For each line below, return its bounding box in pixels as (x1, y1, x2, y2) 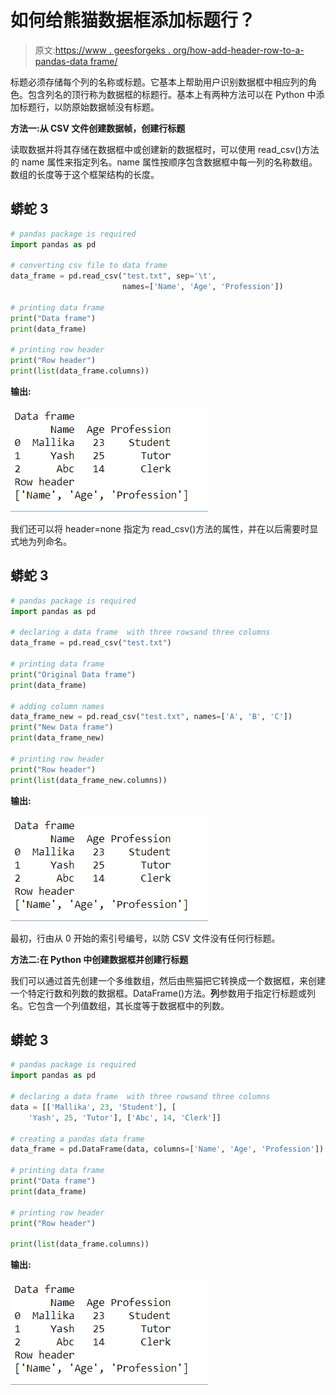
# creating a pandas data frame (10, 1134, 145, 1144)
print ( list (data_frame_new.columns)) (10, 775, 168, 785)
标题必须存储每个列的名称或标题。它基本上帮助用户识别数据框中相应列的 (10, 76, 308, 88)
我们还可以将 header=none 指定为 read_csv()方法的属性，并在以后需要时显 (10, 523, 319, 535)
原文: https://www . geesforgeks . (34, 44, 171, 56)
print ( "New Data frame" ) (10, 722, 114, 733)
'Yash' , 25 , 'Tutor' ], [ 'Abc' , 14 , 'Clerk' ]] (28, 1112, 222, 1123)
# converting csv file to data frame (10, 261, 168, 271)
